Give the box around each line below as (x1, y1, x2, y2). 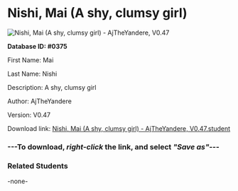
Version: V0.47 (7, 110, 51, 119)
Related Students (7, 161, 69, 170)
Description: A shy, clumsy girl (7, 83, 97, 91)
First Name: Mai (7, 55, 54, 64)
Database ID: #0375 (7, 42, 67, 50)
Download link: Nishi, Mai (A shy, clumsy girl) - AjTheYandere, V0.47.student (7, 124, 231, 132)
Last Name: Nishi (7, 69, 58, 78)
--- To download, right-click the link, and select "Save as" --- (7, 141, 220, 151)
